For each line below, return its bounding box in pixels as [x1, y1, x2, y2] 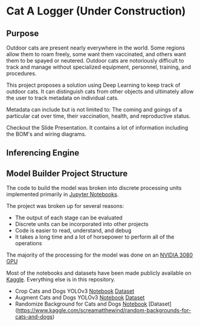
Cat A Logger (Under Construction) [6, 4, 186, 18]
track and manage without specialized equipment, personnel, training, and [6, 63, 192, 71]
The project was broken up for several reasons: [6, 202, 124, 210]
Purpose [6, 28, 39, 39]
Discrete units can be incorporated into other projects [15, 221, 149, 228]
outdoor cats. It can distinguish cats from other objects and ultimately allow [6, 88, 194, 95]
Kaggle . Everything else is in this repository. [6, 276, 116, 283]
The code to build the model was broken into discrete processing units [6, 184, 182, 192]
